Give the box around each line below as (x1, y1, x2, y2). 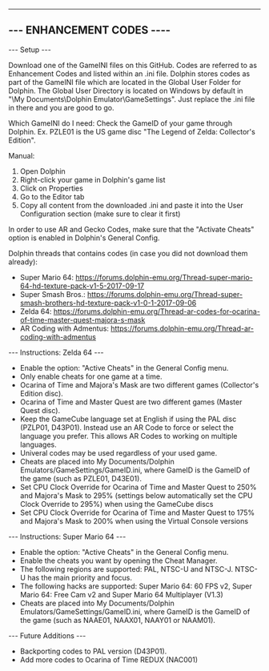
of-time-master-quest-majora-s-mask (19, 315, 146, 324)
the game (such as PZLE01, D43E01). (19, 473, 143, 483)
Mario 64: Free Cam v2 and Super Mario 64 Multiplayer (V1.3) (19, 589, 224, 599)
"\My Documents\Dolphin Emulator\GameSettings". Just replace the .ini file (8, 94, 255, 104)
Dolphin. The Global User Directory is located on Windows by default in (8, 86, 243, 95)
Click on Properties (19, 183, 84, 193)
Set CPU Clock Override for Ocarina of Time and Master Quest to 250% (19, 482, 257, 492)
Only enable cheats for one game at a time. (19, 372, 163, 381)
